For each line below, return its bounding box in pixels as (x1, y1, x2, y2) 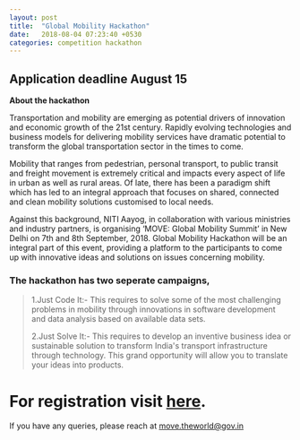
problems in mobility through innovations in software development (30, 304, 276, 315)
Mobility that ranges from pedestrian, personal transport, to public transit (9, 159, 279, 169)
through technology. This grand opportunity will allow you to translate (30, 350, 288, 361)
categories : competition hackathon (9, 38, 142, 47)
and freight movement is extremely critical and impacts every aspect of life (9, 168, 286, 179)
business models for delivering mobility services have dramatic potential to (9, 132, 287, 142)
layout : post (9, 13, 58, 22)
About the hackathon (9, 95, 90, 106)
